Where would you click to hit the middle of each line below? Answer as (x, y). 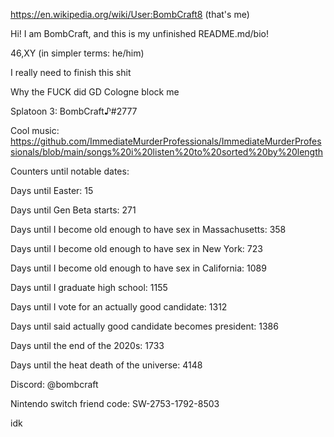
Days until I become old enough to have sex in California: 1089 (138, 268)
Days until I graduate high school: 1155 (89, 287)
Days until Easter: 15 (52, 190)
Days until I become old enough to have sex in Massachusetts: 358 (148, 229)
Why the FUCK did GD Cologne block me (95, 92)
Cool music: (35, 130)
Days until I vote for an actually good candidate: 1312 (119, 307)
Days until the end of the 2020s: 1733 (87, 345)
